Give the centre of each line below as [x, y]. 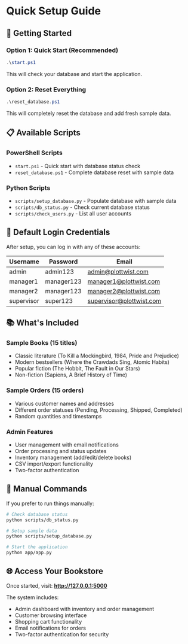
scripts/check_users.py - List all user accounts [73, 213]
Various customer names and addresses [64, 403]
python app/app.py [29, 553]
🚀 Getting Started [39, 33]
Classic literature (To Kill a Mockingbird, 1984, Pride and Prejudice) [97, 356]
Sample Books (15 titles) [42, 343]
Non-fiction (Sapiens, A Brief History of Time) [71, 375]
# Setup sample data [32, 531]
